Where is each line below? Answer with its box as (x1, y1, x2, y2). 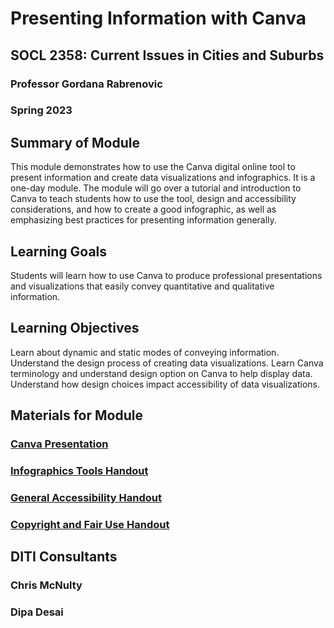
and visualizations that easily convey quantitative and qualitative (10, 280, 275, 292)
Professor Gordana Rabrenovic (10, 77, 163, 91)
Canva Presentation (10, 437, 109, 451)
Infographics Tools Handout (10, 464, 149, 478)
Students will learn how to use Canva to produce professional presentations (10, 270, 323, 282)
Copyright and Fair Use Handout (10, 517, 170, 531)
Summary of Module (10, 134, 141, 151)
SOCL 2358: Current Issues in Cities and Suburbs (10, 47, 325, 64)
